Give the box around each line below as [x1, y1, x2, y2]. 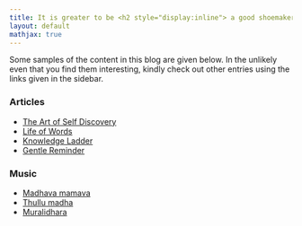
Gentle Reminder [22, 144, 85, 155]
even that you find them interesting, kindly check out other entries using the [9, 64, 290, 74]
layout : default [9, 22, 70, 30]
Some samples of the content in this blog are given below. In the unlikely [9, 55, 278, 65]
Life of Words [22, 126, 73, 136]
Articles [9, 96, 45, 109]
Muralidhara [22, 206, 67, 217]
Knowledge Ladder [22, 135, 93, 146]
